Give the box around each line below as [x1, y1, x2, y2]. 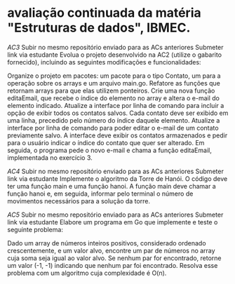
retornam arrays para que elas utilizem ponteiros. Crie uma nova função [7, 86, 215, 95]
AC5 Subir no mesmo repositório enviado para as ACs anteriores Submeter [7, 210, 224, 219]
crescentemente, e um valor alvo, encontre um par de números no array [7, 246, 215, 255]
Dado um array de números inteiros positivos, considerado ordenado [7, 238, 206, 247]
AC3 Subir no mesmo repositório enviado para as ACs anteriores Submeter [7, 43, 224, 51]
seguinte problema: [7, 225, 63, 234]
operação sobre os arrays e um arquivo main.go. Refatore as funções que [7, 79, 221, 87]
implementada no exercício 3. [7, 153, 93, 162]
